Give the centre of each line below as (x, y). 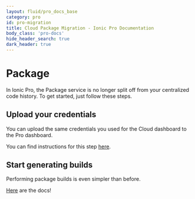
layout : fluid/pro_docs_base (42, 11)
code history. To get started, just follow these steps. (69, 96)
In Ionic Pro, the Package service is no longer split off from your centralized (98, 89)
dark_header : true (29, 45)
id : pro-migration (29, 22)
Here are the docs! (29, 190)
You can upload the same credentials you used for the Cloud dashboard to (96, 129)
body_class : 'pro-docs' (35, 34)
